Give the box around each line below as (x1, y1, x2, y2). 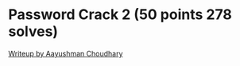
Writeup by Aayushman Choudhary (8, 49, 123, 58)
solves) (8, 22, 58, 41)
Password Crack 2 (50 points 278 (8, 6, 233, 24)
